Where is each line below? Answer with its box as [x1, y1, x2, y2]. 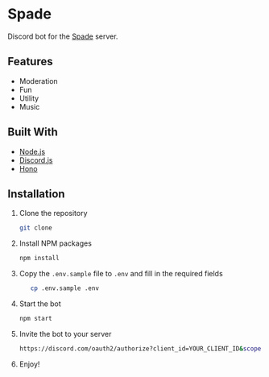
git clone [19, 224, 53, 232]
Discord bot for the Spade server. [7, 31, 118, 41]
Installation [7, 187, 65, 201]
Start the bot [19, 299, 61, 309]
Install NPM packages [19, 238, 92, 248]
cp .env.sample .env [30, 284, 100, 292]
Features [7, 55, 53, 68]
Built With [7, 126, 58, 139]
